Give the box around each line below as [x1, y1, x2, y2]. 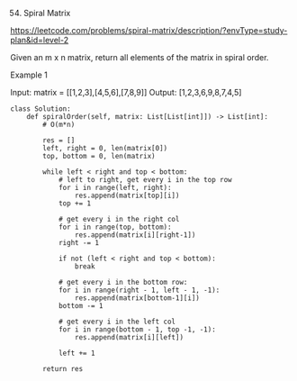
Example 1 [10, 69, 48, 80]
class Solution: [10, 104, 71, 113]
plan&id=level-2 [10, 35, 69, 45]
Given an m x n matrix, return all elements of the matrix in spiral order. [10, 52, 269, 62]
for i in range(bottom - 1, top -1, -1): [58, 325, 217, 334]
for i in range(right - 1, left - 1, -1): [58, 286, 220, 295]
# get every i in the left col [58, 317, 176, 326]
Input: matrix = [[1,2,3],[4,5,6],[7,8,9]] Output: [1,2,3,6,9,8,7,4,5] [10, 87, 242, 97]
